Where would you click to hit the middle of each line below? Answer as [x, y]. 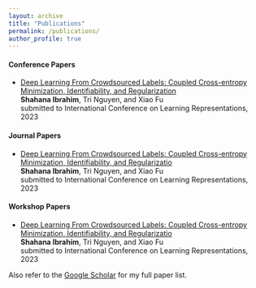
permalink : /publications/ [54, 31]
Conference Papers [42, 64]
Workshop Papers [39, 207]
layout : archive [36, 16]
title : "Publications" [47, 24]
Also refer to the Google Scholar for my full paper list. [98, 275]
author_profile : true [45, 39]
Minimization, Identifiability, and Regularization [98, 91]
